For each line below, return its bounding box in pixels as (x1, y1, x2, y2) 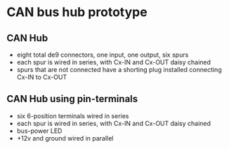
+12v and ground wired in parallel (16, 134, 114, 142)
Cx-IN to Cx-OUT (16, 73, 67, 81)
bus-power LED (16, 127, 63, 135)
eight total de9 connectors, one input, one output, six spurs (16, 50, 189, 59)
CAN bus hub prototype (6, 4, 148, 20)
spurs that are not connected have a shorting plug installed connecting (16, 66, 222, 73)
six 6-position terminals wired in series (16, 111, 129, 120)
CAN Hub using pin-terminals (6, 93, 138, 105)
